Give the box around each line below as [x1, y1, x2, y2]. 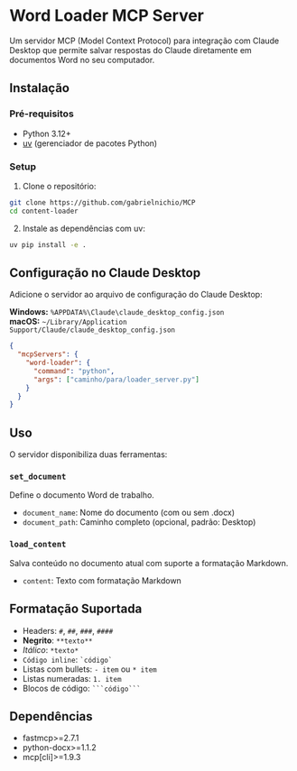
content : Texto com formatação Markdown [22, 574, 182, 586]
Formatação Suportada [9, 601, 143, 617]
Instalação [9, 80, 70, 96]
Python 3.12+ [22, 128, 71, 139]
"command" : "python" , [32, 366, 116, 375]
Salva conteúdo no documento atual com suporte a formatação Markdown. [9, 557, 289, 568]
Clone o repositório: [22, 180, 97, 191]
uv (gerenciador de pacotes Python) [22, 137, 158, 149]
